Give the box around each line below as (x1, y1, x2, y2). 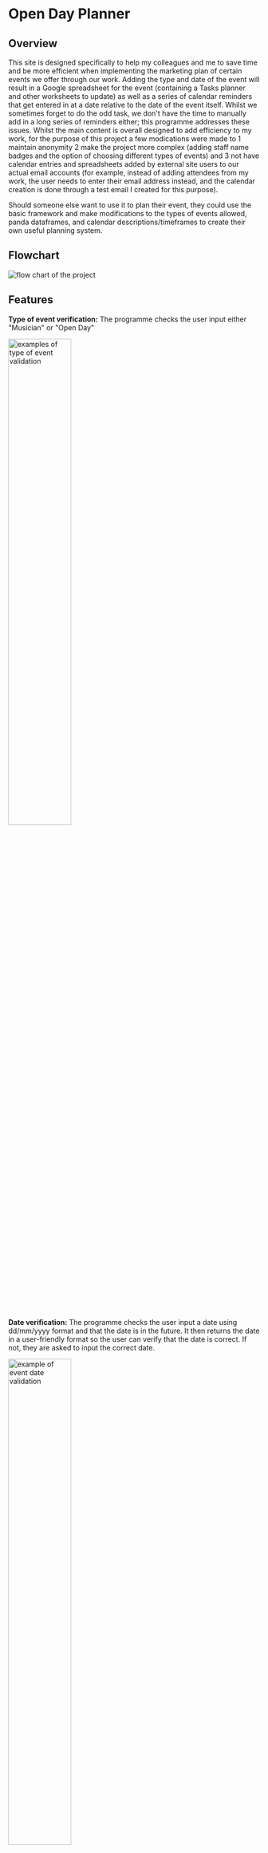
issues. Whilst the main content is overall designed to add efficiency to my (8, 125, 253, 135)
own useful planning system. (8, 226, 103, 235)
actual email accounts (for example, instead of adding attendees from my (8, 168, 249, 177)
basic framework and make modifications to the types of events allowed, (8, 209, 247, 218)
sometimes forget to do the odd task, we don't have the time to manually (8, 108, 247, 118)
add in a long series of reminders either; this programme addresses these (8, 117, 250, 126)
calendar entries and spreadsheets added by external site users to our (8, 160, 239, 168)
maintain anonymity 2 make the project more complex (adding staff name (8, 143, 250, 152)
